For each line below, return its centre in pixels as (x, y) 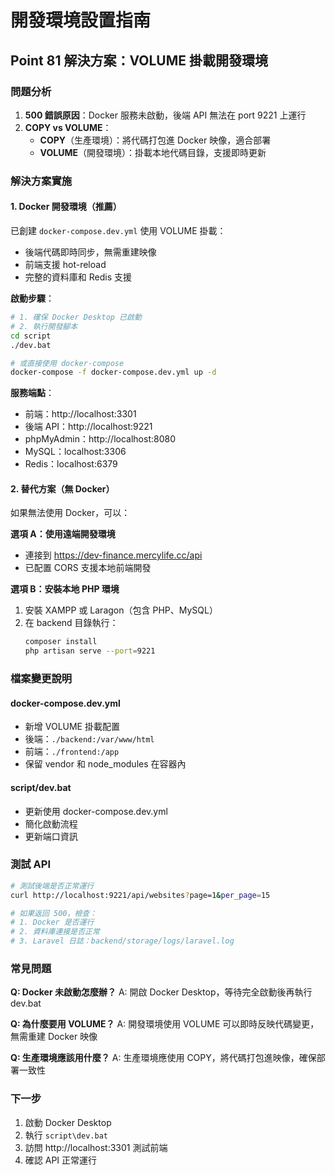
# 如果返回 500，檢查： (54, 913)
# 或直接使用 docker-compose (67, 363)
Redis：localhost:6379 (71, 464)
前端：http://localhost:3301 (80, 414)
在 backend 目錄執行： (71, 623)
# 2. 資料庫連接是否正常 (55, 932)
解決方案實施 (41, 181)
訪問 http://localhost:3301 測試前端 (96, 1147)
